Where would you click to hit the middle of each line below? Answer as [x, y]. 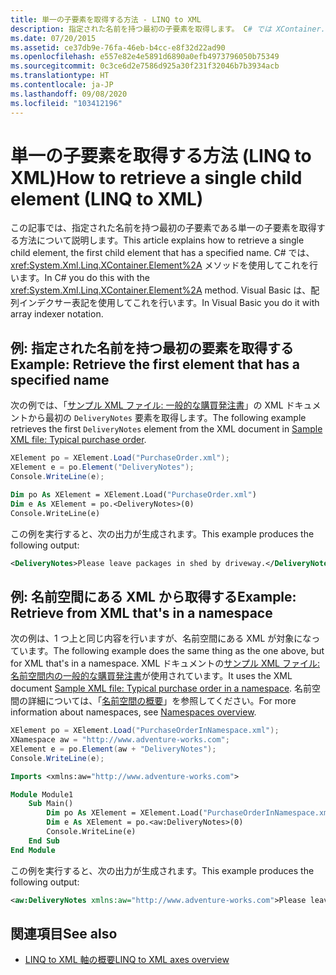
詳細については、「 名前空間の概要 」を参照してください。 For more [162, 701]
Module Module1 [42, 794]
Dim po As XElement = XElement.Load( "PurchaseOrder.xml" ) [133, 494]
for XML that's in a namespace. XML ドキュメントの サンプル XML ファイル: [165, 663]
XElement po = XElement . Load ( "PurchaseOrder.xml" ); [120, 458]
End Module [33, 850]
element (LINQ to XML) [107, 198]
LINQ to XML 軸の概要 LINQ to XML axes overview [127, 960]
